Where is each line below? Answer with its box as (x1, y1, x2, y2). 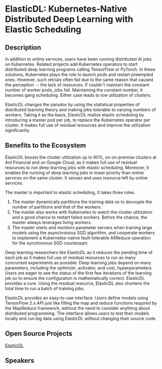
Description (5, 43, 41, 51)
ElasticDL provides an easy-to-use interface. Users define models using (5, 295, 148, 301)
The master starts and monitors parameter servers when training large (12, 225, 152, 230)
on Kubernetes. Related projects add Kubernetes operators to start (5, 62, 138, 67)
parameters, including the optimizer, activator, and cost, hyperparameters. (5, 265, 153, 271)
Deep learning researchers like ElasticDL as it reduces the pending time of (5, 249, 153, 255)
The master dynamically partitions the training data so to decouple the (12, 199, 152, 205)
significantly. (5, 128, 30, 133)
